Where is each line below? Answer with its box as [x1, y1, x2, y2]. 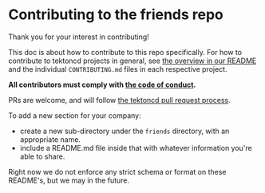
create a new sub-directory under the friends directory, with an [19, 126, 230, 136]
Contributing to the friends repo [8, 6, 223, 24]
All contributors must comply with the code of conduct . [8, 80, 196, 89]
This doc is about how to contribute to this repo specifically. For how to [8, 47, 242, 57]
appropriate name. [19, 134, 81, 144]
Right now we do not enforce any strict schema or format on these [8, 167, 227, 176]
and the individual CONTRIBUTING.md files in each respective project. [8, 64, 227, 73]
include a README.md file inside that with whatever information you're [19, 143, 253, 152]
